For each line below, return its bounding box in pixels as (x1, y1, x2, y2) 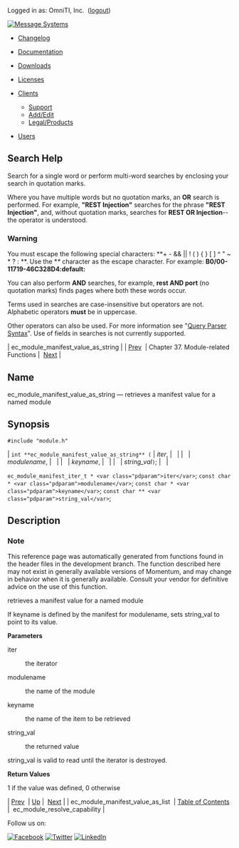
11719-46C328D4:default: (7, 265, 86, 273)
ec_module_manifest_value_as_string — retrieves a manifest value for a (7, 390, 216, 398)
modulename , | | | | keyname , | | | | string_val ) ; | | (7, 457, 169, 466)
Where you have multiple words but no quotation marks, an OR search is (7, 193, 220, 201)
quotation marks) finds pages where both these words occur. (7, 286, 187, 295)
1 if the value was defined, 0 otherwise (7, 784, 121, 792)
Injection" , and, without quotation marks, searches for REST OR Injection (7, 208, 223, 216)
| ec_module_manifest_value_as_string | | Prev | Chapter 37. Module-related (7, 343, 230, 352)
